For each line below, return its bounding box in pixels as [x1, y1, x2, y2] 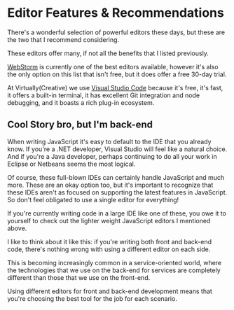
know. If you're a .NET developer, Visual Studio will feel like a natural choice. [7, 145, 228, 153]
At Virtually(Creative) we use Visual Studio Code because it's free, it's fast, [7, 83, 223, 92]
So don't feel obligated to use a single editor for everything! [7, 195, 179, 204]
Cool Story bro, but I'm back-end [7, 119, 153, 131]
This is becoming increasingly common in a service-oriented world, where [7, 258, 222, 267]
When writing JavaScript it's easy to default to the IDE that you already [7, 137, 212, 146]
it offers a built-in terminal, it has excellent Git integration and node [7, 91, 200, 99]
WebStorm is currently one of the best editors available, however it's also [7, 62, 219, 71]
